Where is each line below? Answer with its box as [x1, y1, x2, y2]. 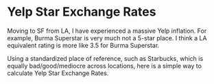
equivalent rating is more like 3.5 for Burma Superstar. [7, 41, 160, 49]
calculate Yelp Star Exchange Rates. [7, 69, 109, 77]
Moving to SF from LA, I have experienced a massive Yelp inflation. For [7, 27, 207, 35]
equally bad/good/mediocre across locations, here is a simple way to [7, 61, 202, 70]
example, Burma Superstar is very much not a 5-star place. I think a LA [7, 33, 207, 42]
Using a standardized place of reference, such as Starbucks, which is [7, 54, 204, 62]
